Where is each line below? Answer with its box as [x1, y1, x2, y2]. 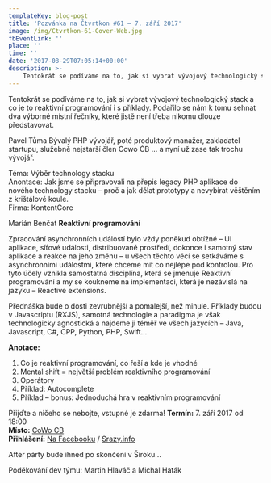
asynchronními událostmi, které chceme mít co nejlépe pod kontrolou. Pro [8, 259, 254, 269]
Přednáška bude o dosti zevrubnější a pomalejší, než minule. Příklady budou [8, 300, 262, 311]
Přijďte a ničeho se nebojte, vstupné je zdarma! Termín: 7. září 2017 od [8, 408, 244, 418]
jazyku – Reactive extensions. [8, 285, 106, 295]
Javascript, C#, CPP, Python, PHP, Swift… [8, 326, 148, 336]
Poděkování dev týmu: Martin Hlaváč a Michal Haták [8, 465, 182, 475]
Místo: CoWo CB [8, 425, 65, 435]
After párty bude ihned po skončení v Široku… [8, 449, 161, 459]
